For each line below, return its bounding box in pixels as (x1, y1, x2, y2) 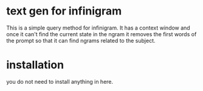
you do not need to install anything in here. (6, 78, 114, 85)
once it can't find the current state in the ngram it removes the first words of (6, 30, 197, 37)
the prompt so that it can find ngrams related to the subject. (6, 37, 156, 44)
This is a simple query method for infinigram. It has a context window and (6, 24, 190, 31)
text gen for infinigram (6, 4, 122, 18)
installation (6, 58, 64, 72)
